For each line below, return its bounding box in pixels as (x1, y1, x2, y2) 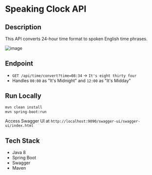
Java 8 (12, 150, 26, 155)
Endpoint (5, 60, 33, 68)
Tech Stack (5, 136, 40, 145)
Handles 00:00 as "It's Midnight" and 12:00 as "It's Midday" (12, 77, 131, 84)
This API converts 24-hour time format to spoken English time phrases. (5, 36, 148, 42)
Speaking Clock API (5, 3, 87, 15)
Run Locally (5, 92, 41, 100)
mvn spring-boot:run (5, 109, 47, 114)
